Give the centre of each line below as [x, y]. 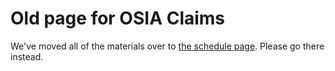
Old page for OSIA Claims [118, 18]
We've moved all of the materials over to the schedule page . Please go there [167, 46]
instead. [27, 56]
